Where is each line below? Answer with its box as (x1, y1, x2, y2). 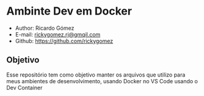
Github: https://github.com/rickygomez (15, 37, 114, 44)
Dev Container (6, 84, 43, 91)
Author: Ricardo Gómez (15, 24, 75, 32)
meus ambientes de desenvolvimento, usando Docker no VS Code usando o (6, 77, 199, 84)
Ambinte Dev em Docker (6, 4, 133, 18)
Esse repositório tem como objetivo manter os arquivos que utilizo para (6, 71, 186, 78)
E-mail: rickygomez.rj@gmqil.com (15, 30, 101, 38)
